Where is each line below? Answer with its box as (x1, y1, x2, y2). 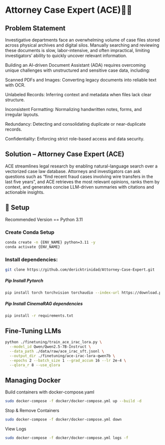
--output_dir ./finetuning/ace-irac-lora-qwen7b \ (9, 353, 115, 358)
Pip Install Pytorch (5, 278, 43, 284)
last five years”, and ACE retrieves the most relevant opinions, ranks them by (5, 179, 160, 185)
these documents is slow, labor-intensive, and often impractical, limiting (5, 48, 150, 53)
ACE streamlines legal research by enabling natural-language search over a (5, 163, 158, 169)
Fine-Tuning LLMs (5, 327, 61, 335)
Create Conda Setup (5, 228, 55, 235)
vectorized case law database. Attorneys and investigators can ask (5, 168, 141, 174)
